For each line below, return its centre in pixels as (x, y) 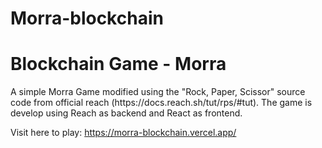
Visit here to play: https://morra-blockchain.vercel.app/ (123, 133)
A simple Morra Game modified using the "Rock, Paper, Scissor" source (158, 92)
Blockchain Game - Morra (118, 64)
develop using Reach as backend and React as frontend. (126, 113)
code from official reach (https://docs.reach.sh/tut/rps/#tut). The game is (161, 103)
